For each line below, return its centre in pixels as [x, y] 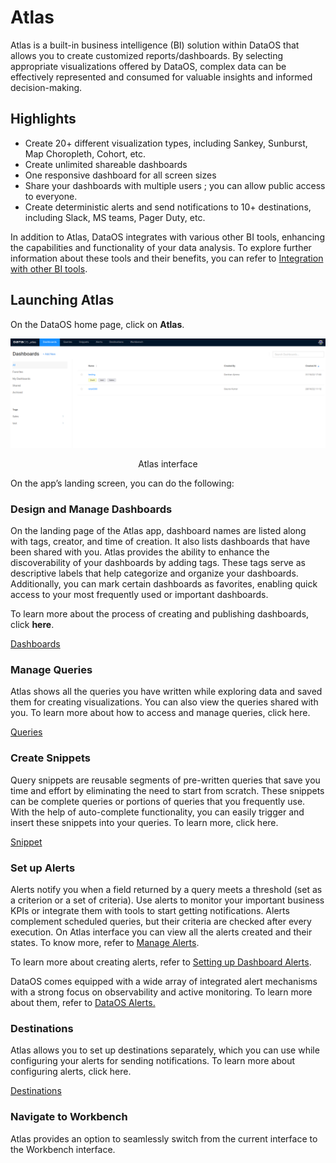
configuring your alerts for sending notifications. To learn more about [153, 1061]
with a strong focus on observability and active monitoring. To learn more [161, 992]
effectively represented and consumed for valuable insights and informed [161, 77]
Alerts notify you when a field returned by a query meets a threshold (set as [166, 889]
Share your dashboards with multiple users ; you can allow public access [175, 185]
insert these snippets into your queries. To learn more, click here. [144, 822]
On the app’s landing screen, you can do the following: [122, 483]
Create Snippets [50, 758]
